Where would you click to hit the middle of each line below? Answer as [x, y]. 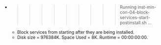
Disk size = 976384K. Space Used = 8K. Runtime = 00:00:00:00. [82, 37]
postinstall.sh [133, 22]
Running [128, 7]
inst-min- [147, 7]
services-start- [135, 17]
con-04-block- [135, 12]
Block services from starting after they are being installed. [76, 32]
